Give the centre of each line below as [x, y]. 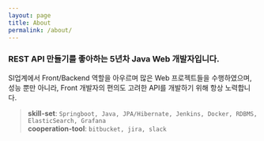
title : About [30, 23]
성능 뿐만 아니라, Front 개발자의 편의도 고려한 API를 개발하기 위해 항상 [116, 87]
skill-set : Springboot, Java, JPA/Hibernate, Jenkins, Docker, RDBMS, [142, 113]
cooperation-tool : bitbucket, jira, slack [97, 128]
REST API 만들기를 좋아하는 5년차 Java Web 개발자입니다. [114, 59]
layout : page [30, 15]
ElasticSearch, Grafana [67, 121]
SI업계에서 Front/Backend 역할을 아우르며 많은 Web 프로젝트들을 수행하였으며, [130, 78]
